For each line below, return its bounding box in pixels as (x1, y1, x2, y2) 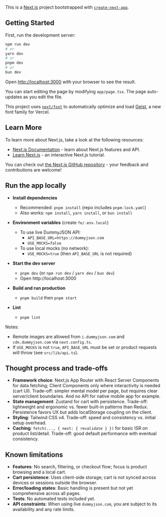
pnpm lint (20, 315, 41, 320)
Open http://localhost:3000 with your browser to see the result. (5, 79, 136, 85)
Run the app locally (5, 182, 67, 190)
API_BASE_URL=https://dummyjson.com (27, 235, 104, 240)
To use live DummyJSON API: (20, 229, 81, 235)
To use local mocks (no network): (20, 245, 89, 251)
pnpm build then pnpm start (20, 294, 77, 300)
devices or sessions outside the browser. (12, 480, 98, 486)
